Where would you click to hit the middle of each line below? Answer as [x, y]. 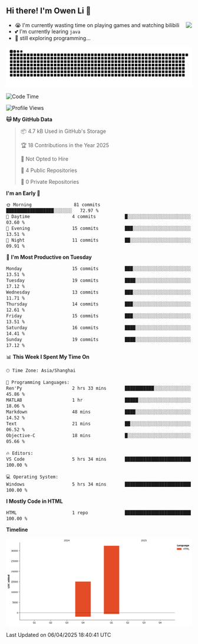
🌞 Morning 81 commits [53, 204]
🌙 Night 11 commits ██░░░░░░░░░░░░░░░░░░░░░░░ [99, 240]
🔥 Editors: [20, 453]
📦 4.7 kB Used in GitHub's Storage [63, 131]
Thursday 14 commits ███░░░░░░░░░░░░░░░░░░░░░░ [99, 304]
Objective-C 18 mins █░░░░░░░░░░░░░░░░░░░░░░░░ [99, 435]
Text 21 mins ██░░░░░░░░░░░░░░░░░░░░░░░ [99, 424]
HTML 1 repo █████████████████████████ [99, 513]
